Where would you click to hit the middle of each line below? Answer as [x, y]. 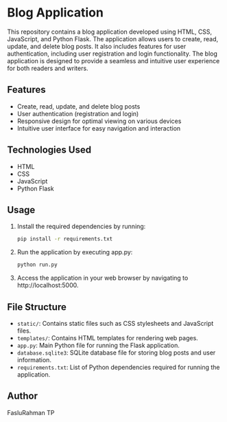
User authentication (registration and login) [78, 113]
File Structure [37, 307]
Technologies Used [49, 150]
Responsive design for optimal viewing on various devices [99, 121]
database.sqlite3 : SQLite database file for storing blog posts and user [116, 353]
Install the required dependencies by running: [81, 226]
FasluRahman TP [31, 412]
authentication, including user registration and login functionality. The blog [112, 54]
